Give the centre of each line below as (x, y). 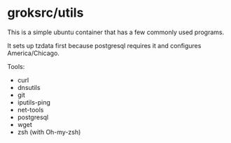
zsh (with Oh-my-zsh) (49, 132)
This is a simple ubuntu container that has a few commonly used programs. (116, 32)
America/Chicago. (33, 53)
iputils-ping (34, 102)
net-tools (30, 110)
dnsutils (29, 87)
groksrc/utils (45, 13)
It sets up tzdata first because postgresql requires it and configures (104, 45)
